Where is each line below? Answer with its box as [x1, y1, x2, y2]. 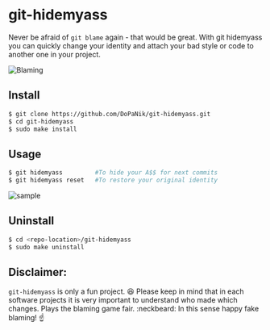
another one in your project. [8, 49, 101, 59]
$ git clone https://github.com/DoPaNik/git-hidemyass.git [8, 110, 211, 118]
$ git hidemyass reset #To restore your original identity [8, 176, 218, 185]
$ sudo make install [8, 125, 78, 133]
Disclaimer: [8, 265, 67, 279]
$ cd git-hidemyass [8, 117, 74, 126]
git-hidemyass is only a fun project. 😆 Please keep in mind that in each [8, 286, 244, 296]
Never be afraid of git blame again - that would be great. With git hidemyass [8, 32, 263, 42]
